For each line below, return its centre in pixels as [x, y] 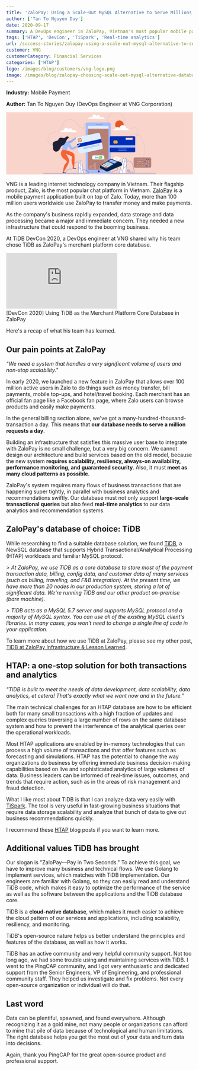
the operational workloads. [39, 732]
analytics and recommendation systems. [55, 510]
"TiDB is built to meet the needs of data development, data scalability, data [98, 689]
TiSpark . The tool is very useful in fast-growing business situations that [93, 806]
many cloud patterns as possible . [48, 474]
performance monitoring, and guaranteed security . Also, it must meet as [97, 468]
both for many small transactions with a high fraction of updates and [89, 713]
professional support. [32, 1061]
